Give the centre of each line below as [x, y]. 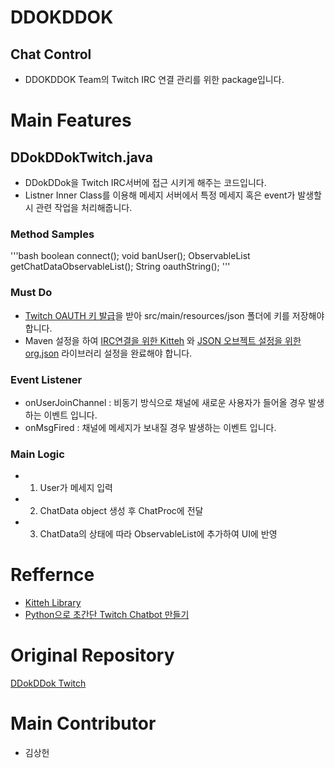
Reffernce [52, 575]
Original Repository [92, 655]
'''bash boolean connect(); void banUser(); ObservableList [130, 256]
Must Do [31, 293]
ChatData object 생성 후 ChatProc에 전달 [121, 511]
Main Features [71, 120]
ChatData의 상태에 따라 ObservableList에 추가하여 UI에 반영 [158, 534]
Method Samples [52, 234]
